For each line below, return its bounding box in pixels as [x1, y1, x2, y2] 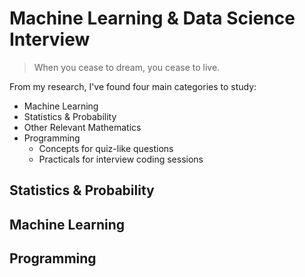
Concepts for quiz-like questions [38, 142, 174, 154]
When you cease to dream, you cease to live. [33, 61, 221, 73]
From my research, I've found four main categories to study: [9, 80, 257, 92]
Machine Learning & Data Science [9, 7, 296, 30]
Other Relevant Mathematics [23, 121, 142, 133]
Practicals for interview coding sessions [38, 153, 204, 165]
